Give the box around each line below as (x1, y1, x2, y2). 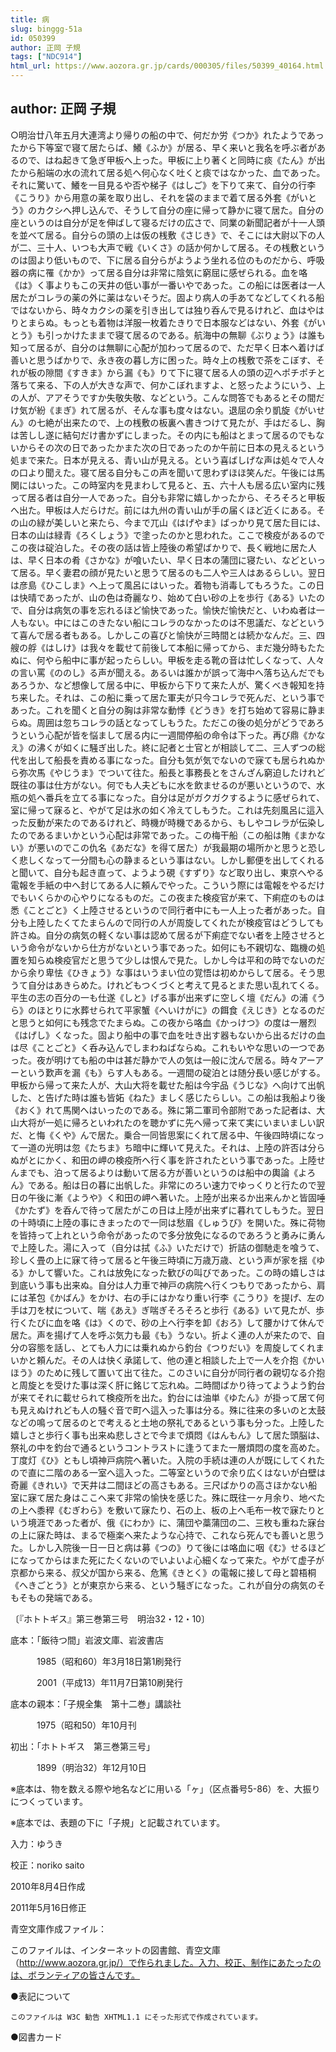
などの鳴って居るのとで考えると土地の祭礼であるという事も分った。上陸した (10, 1416, 325, 1428)
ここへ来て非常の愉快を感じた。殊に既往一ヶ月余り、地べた (79, 1491, 326, 1503)
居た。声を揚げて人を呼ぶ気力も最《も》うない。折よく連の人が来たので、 (10, 1329, 317, 1341)
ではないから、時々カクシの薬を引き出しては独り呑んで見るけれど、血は (10, 304, 307, 316)
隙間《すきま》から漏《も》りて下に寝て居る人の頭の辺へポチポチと (44, 366, 326, 378)
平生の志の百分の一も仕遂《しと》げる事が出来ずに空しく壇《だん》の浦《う (10, 991, 326, 1003)
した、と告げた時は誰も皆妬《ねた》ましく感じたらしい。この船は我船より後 (10, 1091, 326, 1103)
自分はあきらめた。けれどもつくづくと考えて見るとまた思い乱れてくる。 (27, 979, 325, 991)
